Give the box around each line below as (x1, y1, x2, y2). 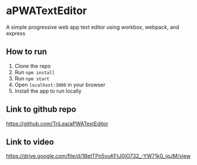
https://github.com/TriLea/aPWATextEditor (6, 120, 108, 127)
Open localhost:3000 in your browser (14, 81, 106, 88)
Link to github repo (6, 105, 76, 115)
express (6, 29, 26, 36)
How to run (6, 47, 47, 57)
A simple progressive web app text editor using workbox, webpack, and (6, 23, 179, 31)
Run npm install (14, 69, 55, 76)
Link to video (6, 137, 55, 147)
